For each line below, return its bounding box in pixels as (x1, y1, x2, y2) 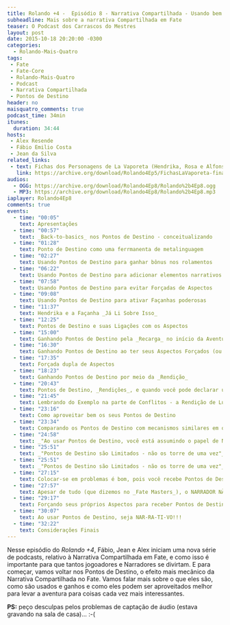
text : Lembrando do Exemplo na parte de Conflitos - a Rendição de (19, 399, 216, 406)
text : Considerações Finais (19, 526, 99, 534)
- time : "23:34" (13, 418, 60, 425)
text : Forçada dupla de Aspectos (19, 361, 115, 368)
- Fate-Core (10, 67, 44, 74)
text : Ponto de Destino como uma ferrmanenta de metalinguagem (19, 246, 204, 253)
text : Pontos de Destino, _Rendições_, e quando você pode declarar (19, 386, 219, 393)
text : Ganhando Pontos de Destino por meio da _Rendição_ (19, 373, 188, 381)
